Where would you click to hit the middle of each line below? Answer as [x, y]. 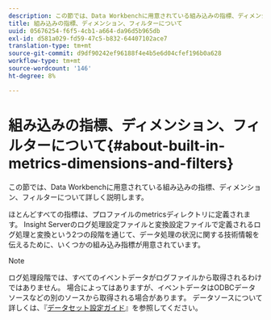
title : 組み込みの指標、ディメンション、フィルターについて [96, 23]
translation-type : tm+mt [50, 46]
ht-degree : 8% [32, 76]
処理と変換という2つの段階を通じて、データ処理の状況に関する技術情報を [137, 234]
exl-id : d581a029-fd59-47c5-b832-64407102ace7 [88, 38]
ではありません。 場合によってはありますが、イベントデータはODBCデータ [132, 287]
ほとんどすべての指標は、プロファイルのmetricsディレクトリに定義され [126, 214]
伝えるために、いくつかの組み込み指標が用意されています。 [107, 244]
